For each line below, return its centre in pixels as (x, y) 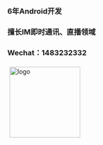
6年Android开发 (35, 11)
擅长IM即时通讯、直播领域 (51, 32)
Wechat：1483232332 (47, 52)
